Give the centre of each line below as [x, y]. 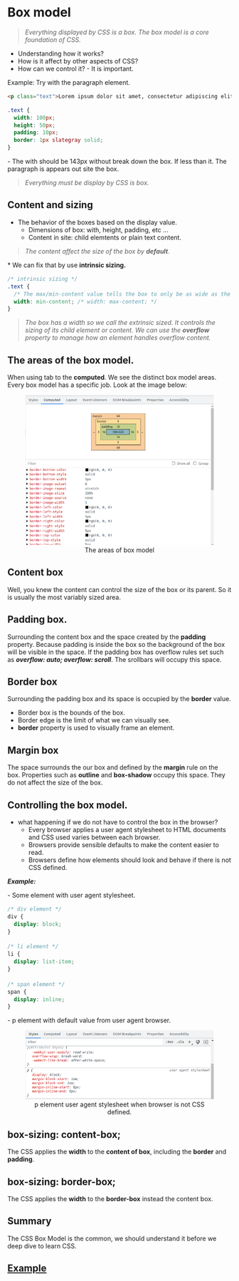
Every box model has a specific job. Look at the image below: [97, 385]
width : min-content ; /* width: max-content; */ [86, 301]
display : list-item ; [44, 962]
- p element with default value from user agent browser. [89, 1020]
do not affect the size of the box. [55, 783]
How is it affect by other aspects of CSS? [78, 61]
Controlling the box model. [68, 805]
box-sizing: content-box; [64, 1135]
